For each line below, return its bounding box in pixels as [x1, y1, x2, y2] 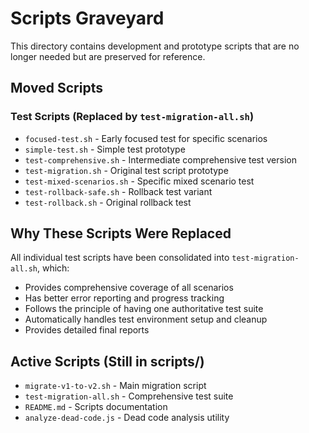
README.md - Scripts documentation [24, 401, 168, 413]
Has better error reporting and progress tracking [24, 292, 225, 304]
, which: [36, 262, 70, 274]
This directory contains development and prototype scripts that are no [10, 40, 300, 52]
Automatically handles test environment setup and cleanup [24, 313, 268, 326]
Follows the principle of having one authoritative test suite [24, 303, 264, 315]
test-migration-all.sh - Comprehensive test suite [24, 390, 234, 402]
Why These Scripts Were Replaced [10, 225, 232, 242]
